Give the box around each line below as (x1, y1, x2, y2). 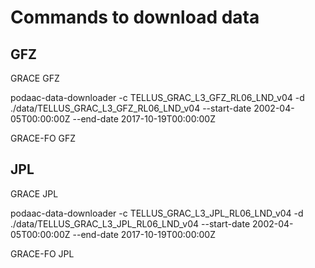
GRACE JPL (10, 187, 59, 200)
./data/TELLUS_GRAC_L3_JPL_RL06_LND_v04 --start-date (10, 217, 251, 230)
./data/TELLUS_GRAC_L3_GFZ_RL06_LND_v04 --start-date (10, 102, 252, 114)
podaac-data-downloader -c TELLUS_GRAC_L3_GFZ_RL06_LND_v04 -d (10, 92, 305, 103)
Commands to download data (10, 6, 260, 29)
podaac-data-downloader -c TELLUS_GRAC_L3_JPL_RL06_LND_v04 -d (10, 207, 304, 219)
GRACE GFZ (10, 72, 60, 84)
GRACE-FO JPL (10, 247, 75, 260)
